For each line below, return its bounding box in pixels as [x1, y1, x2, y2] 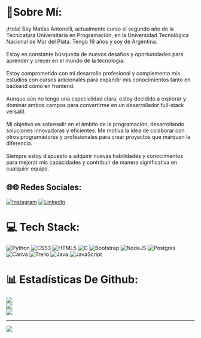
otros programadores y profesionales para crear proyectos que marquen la [6, 133, 191, 140]
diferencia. [6, 139, 33, 147]
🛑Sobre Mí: [6, 5, 62, 19]
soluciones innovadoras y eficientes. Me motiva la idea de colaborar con [6, 127, 185, 134]
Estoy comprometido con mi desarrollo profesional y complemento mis [6, 69, 181, 77]
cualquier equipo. [6, 165, 50, 172]
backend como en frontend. [6, 82, 75, 89]
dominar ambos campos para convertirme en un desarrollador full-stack [6, 101, 184, 108]
